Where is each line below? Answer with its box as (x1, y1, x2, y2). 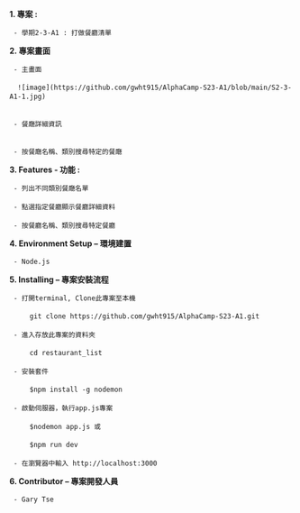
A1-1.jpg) (9, 92, 47, 101)
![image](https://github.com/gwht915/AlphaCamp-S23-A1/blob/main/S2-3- (17, 83, 293, 92)
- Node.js (13, 257, 50, 266)
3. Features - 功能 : (9, 164, 81, 175)
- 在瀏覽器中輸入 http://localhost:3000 (13, 459, 158, 468)
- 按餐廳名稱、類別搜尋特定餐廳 (13, 221, 115, 230)
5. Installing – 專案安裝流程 (9, 274, 110, 285)
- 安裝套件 (13, 367, 50, 376)
